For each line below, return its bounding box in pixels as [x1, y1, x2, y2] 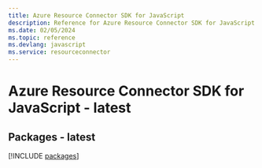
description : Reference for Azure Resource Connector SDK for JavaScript [8, 19, 256, 27]
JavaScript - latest [8, 99, 131, 117]
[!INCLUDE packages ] [8, 151, 79, 160]
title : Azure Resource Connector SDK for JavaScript [8, 11, 185, 20]
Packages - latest [8, 130, 96, 144]
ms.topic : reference [8, 33, 76, 42]
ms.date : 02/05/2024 [8, 26, 76, 34]
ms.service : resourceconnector [8, 48, 111, 56]
